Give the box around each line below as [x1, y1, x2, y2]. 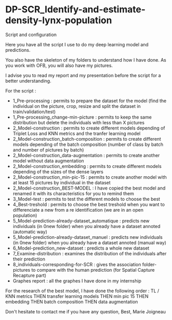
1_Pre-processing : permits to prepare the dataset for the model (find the [12, 98, 167, 104]
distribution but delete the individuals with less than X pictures [12, 119, 145, 125]
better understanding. [5, 78, 51, 84]
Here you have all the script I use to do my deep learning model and [5, 41, 149, 47]
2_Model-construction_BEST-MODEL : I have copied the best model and [12, 185, 166, 191]
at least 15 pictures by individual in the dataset [12, 179, 111, 185]
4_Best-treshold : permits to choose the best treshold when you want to [12, 201, 165, 208]
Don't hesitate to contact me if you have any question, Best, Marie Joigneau [5, 308, 166, 314]
